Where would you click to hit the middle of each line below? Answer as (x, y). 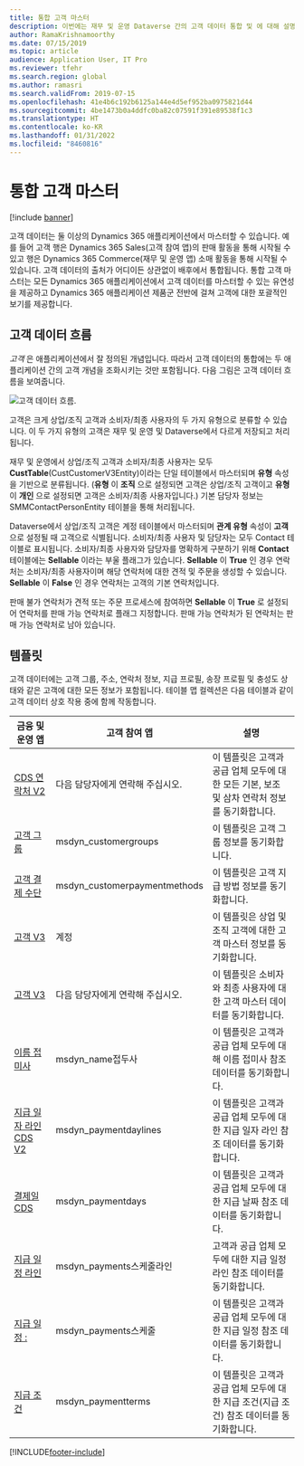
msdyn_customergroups (107, 842)
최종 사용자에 (249, 988)
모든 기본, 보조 (252, 785)
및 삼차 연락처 (240, 798)
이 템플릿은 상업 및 (249, 917)
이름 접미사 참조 (255, 1060)
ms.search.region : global (58, 77)
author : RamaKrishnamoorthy (62, 34)
